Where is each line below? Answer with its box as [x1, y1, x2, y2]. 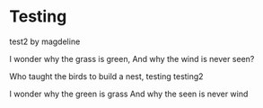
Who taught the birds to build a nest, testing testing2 [9, 70, 204, 82]
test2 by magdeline [9, 36, 81, 47]
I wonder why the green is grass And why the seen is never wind [9, 88, 249, 99]
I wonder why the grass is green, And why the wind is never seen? [9, 53, 255, 64]
